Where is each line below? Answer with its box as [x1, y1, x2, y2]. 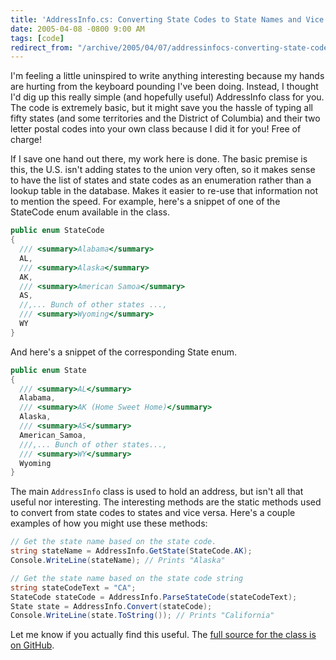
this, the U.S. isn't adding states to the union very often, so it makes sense [10, 164, 316, 176]
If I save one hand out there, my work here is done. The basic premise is [10, 153, 308, 165]
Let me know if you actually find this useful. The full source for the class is [10, 629, 317, 641]
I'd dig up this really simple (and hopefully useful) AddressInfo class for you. [10, 91, 325, 103]
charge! [10, 134, 42, 146]
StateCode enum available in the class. [10, 206, 170, 218]
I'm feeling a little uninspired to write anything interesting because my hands [10, 70, 325, 82]
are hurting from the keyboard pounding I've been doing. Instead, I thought [10, 81, 319, 93]
